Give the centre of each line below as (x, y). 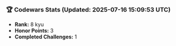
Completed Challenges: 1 (46, 37)
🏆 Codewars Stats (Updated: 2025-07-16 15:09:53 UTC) (88, 9)
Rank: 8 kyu (29, 24)
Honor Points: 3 (34, 31)
